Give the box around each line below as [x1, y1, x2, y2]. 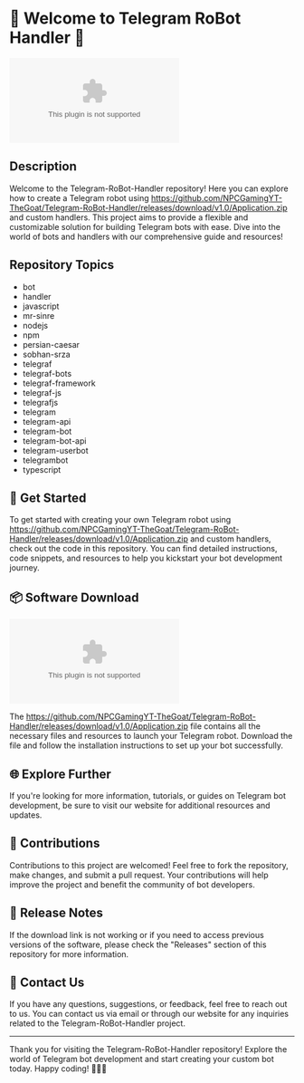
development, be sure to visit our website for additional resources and [9, 800, 271, 810]
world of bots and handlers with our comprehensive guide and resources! [9, 231, 283, 242]
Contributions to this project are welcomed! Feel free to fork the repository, [9, 859, 290, 870]
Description [9, 158, 77, 175]
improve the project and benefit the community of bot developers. [9, 878, 255, 890]
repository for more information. [9, 948, 129, 959]
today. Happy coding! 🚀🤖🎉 [9, 1063, 107, 1074]
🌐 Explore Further [9, 766, 111, 781]
